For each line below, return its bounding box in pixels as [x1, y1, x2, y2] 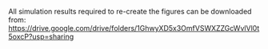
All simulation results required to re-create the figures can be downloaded [8, 7, 252, 16]
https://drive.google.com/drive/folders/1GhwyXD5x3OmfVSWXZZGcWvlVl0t [8, 24, 260, 32]
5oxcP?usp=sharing [8, 32, 74, 41]
